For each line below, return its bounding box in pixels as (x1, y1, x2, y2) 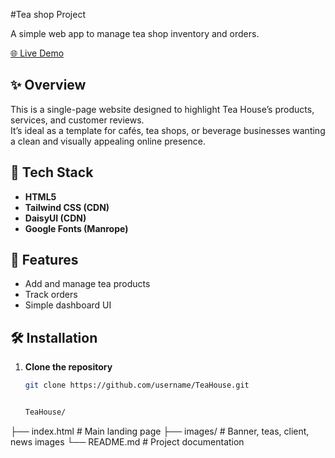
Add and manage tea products (24, 278, 151, 290)
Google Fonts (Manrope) (24, 222, 129, 234)
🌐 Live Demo (10, 47, 65, 59)
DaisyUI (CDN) (24, 212, 87, 224)
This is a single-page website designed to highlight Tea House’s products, (10, 103, 315, 115)
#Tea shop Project (10, 9, 86, 20)
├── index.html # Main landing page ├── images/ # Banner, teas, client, (10, 425, 310, 437)
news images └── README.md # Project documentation (10, 436, 245, 448)
